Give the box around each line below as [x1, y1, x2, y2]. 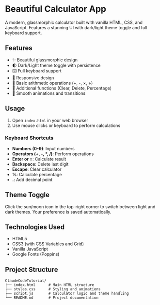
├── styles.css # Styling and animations [5, 287, 101, 292]
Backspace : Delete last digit [12, 161, 69, 167]
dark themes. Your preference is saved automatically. [5, 209, 112, 215]
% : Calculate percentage [12, 171, 62, 177]
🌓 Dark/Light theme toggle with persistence [12, 62, 101, 68]
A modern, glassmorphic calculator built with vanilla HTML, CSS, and [5, 19, 143, 25]
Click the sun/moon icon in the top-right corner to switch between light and [5, 203, 156, 210]
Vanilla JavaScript [12, 246, 48, 252]
